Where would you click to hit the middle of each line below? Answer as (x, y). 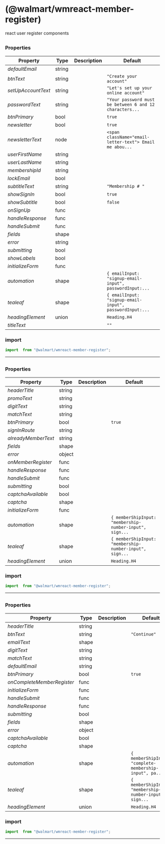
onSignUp (19, 210)
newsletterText (25, 140)
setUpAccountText (29, 90)
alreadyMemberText (31, 438)
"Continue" (143, 634)
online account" (126, 93)
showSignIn (21, 194)
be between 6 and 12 (131, 104)
